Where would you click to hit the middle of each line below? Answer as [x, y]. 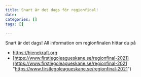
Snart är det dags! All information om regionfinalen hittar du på [70, 43]
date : [11, 15]
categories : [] [21, 19]
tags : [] [14, 24]
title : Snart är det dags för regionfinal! [52, 10]
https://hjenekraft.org [35, 53]
